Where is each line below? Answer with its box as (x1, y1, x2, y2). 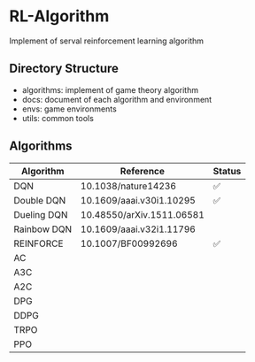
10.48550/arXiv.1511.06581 (80, 208, 205, 220)
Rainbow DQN (13, 223, 73, 235)
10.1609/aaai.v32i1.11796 (80, 223, 197, 235)
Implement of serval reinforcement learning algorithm (9, 35, 204, 46)
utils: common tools (21, 112, 95, 123)
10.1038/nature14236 (80, 180, 177, 192)
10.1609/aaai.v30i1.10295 (80, 194, 197, 206)
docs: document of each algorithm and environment (21, 94, 212, 104)
